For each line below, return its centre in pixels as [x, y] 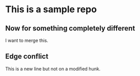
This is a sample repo [51, 9]
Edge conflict [27, 56]
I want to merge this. [27, 40]
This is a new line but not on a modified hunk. [53, 69]
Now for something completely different [70, 28]
